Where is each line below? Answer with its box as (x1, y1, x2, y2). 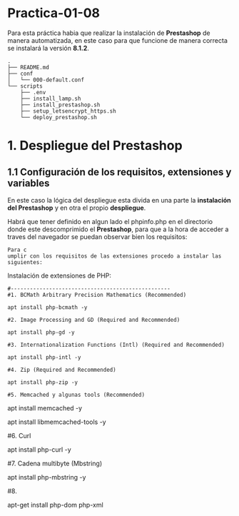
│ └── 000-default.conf (7, 76, 84, 84)
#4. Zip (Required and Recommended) (7, 366, 116, 373)
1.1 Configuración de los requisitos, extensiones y (7, 166, 232, 178)
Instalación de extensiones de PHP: (7, 271, 112, 280)
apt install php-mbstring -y (7, 472, 86, 481)
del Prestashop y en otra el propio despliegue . (7, 203, 146, 212)
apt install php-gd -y (7, 328, 75, 336)
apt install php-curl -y (7, 445, 71, 454)
